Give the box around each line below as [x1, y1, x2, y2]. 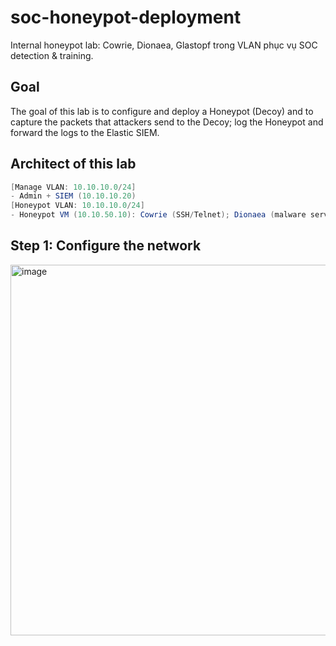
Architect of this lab [10, 156, 137, 173]
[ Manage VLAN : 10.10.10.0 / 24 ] [10, 182, 137, 192]
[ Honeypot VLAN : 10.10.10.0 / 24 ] [10, 201, 145, 211]
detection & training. [10, 49, 94, 61]
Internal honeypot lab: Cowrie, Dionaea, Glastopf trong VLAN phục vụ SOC [10, 39, 318, 51]
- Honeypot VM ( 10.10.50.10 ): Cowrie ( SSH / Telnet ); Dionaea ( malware [10, 210, 307, 220]
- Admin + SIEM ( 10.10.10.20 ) [10, 191, 137, 201]
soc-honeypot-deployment [10, 6, 242, 29]
